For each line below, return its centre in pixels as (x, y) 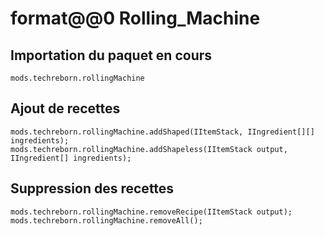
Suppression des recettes (92, 188)
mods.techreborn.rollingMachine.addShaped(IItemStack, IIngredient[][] (162, 132)
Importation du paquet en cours (111, 55)
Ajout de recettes (65, 108)
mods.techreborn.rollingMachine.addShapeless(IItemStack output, (149, 149)
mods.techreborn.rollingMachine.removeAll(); (106, 220)
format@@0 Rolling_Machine (135, 18)
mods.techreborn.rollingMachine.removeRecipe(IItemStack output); (151, 212)
